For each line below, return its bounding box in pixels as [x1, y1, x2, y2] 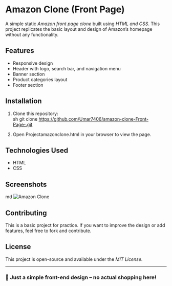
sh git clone [12, 116, 38, 122]
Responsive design [12, 60, 53, 66]
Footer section [12, 82, 44, 88]
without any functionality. [5, 31, 59, 37]
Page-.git [12, 121, 33, 127]
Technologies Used [5, 146, 68, 155]
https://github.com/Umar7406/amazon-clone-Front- [38, 116, 149, 122]
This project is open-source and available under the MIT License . [5, 256, 143, 262]
